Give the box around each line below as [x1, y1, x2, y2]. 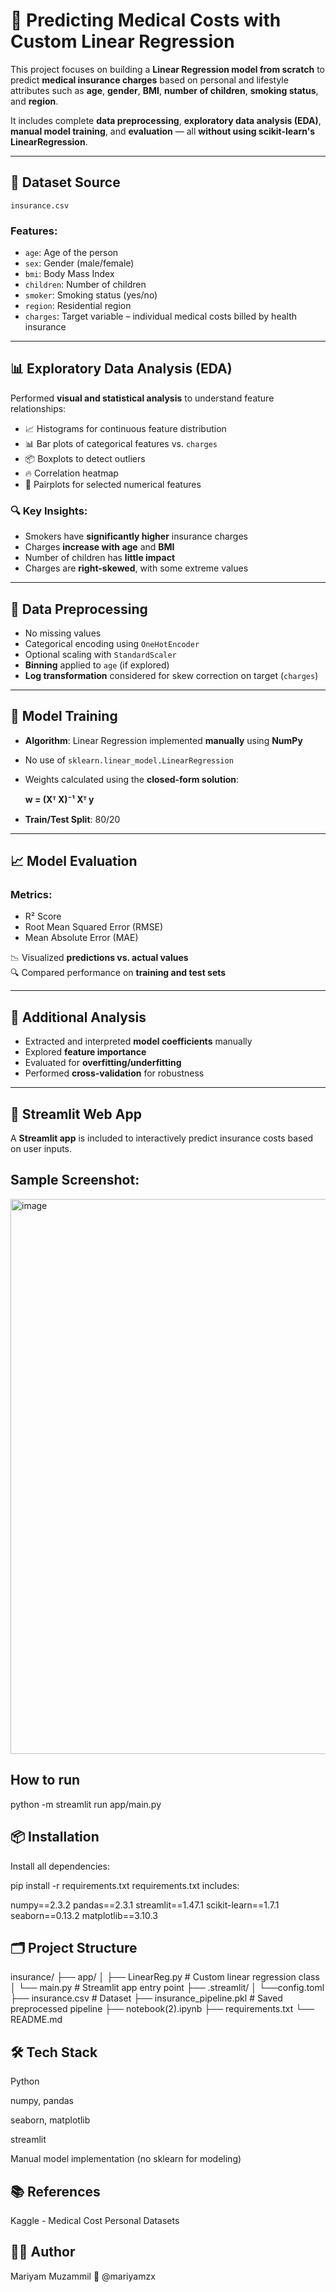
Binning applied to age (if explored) [24, 659, 170, 671]
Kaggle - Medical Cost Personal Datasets [10, 2214, 180, 2226]
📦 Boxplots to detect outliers [24, 452, 146, 464]
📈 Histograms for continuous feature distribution [24, 422, 227, 434]
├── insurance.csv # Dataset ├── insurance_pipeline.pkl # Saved [10, 1992, 283, 2004]
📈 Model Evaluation [10, 853, 138, 870]
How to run [10, 1772, 81, 1789]
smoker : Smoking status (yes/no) [24, 289, 158, 301]
